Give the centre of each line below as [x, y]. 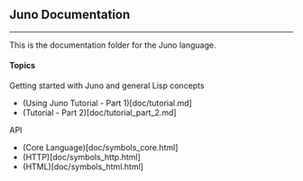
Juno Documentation [70, 15]
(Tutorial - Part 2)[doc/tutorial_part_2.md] [100, 113]
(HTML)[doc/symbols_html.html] [83, 167]
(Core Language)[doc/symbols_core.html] [100, 148]
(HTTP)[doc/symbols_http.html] [82, 158]
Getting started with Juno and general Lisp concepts [107, 86]
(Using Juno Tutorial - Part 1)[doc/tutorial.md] [107, 104]
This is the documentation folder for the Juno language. [113, 45]
